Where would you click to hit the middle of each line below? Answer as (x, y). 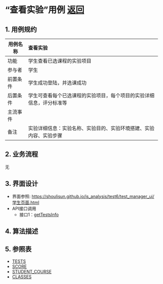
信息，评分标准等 (48, 103)
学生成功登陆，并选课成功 (57, 83)
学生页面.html (26, 202)
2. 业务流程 (22, 154)
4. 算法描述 (22, 231)
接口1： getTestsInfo (39, 215)
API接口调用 (24, 208)
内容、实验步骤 (45, 135)
